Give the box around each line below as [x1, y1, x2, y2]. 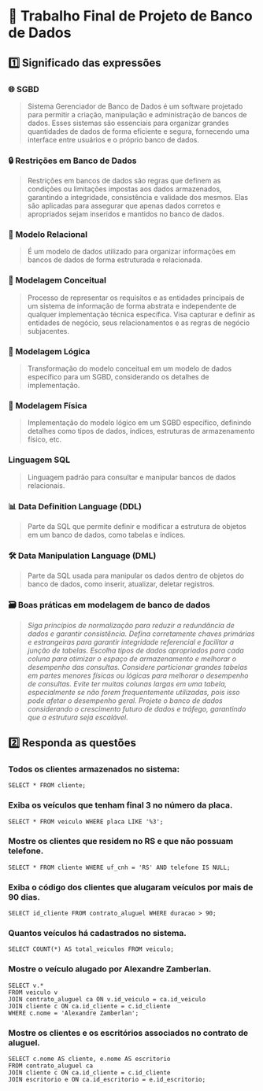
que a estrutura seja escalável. [27, 712, 128, 722]
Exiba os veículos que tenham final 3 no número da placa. [8, 800, 233, 811]
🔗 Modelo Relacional [8, 229, 88, 240]
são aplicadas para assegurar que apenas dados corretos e [27, 201, 221, 211]
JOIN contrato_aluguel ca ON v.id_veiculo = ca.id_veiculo [8, 995, 206, 1003]
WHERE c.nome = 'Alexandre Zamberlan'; [8, 1009, 139, 1017]
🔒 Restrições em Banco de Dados [8, 155, 137, 166]
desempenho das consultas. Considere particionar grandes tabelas [27, 662, 248, 671]
